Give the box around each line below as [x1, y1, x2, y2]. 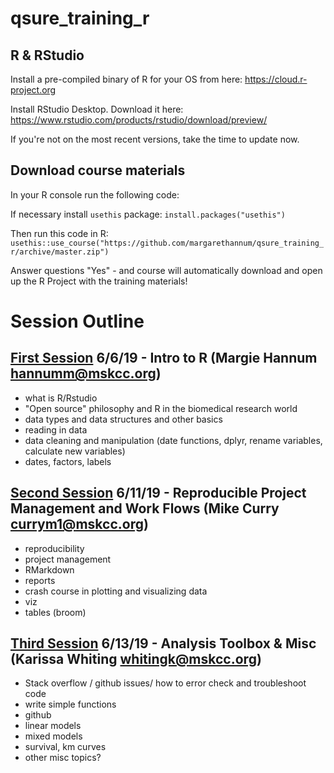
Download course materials [10, 162, 186, 179]
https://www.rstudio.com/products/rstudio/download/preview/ [10, 114, 268, 126]
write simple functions [24, 698, 117, 711]
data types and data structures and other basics [24, 413, 223, 425]
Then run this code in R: [10, 227, 109, 239]
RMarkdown [24, 563, 75, 576]
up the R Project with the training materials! [10, 275, 188, 287]
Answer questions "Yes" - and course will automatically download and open [10, 264, 323, 276]
